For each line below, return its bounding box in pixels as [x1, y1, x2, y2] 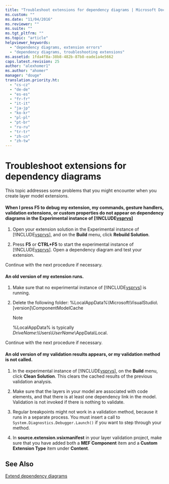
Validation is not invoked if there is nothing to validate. [12, 399, 125, 405]
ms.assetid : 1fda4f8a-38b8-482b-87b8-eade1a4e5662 [5, 54, 114, 59]
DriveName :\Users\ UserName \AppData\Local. [12, 330, 108, 336]
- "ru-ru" [10, 124, 30, 129]
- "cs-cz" [10, 82, 30, 87]
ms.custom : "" [5, 12, 35, 17]
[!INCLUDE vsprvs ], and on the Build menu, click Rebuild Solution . [12, 232, 150, 238]
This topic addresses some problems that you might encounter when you [5, 187, 157, 194]
